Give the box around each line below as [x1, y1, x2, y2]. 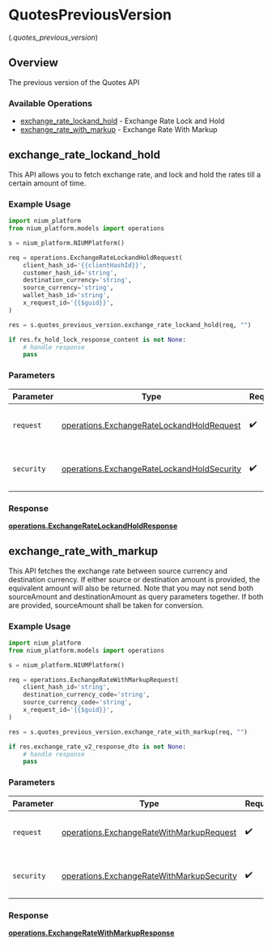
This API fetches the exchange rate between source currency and [8, 565, 228, 576]
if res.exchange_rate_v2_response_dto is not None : [8, 743, 186, 751]
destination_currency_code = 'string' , [23, 691, 151, 699]
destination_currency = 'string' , [23, 276, 132, 284]
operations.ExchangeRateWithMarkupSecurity [61, 870, 237, 881]
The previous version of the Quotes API [8, 77, 140, 87]
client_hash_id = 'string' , [23, 683, 111, 692]
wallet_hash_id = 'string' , [23, 292, 111, 300]
